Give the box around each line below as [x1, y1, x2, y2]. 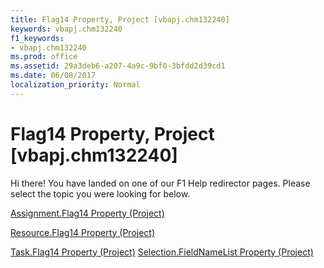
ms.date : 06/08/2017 [10, 71, 97, 81]
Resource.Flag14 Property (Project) [10, 226, 156, 238]
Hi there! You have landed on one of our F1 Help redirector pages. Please [10, 177, 311, 189]
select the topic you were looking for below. [10, 187, 191, 200]
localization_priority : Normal [10, 80, 141, 90]
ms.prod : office [10, 52, 78, 62]
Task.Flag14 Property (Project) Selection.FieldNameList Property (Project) [10, 246, 314, 258]
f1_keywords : [10, 33, 65, 43]
